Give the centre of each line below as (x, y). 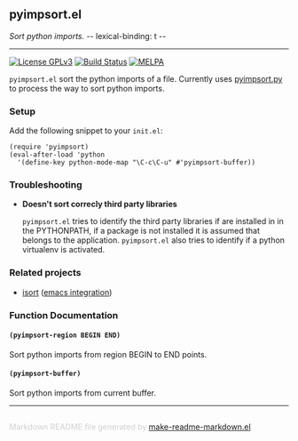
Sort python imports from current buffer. (83, 393)
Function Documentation (64, 315)
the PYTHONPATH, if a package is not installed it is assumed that (141, 231)
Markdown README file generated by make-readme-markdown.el (130, 427)
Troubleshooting (46, 185)
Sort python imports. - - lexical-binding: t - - (88, 36)
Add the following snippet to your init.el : (86, 131)
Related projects (45, 273)
